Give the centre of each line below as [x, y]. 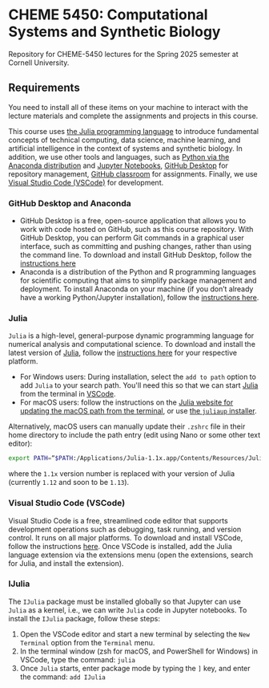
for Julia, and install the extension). [66, 563]
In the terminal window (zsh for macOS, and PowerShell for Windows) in [139, 651]
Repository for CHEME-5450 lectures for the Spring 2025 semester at [123, 54]
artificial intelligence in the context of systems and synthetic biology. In [125, 148]
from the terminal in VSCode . [68, 394]
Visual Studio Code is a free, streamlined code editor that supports [118, 520]
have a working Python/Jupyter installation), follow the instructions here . [139, 298]
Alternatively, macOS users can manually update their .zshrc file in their [127, 426]
